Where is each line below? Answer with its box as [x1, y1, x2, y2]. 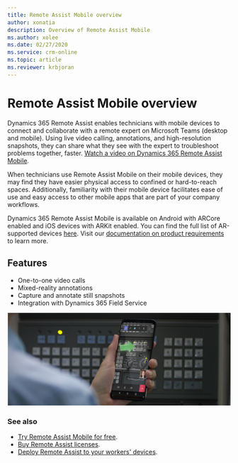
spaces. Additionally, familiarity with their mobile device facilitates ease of [7, 185, 223, 194]
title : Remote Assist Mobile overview [7, 11, 122, 18]
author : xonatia [7, 18, 55, 26]
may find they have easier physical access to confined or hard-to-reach [7, 177, 217, 186]
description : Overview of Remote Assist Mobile [7, 26, 151, 33]
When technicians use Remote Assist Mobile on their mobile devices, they [7, 170, 223, 179]
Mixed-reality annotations [17, 284, 93, 292]
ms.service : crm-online [7, 49, 78, 56]
